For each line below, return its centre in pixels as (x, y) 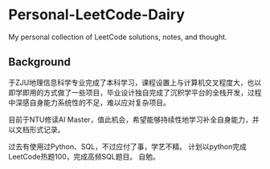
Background (39, 62)
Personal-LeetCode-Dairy (96, 15)
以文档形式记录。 (37, 129)
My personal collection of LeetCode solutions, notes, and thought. (118, 37)
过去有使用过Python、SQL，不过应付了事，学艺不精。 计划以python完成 (127, 147)
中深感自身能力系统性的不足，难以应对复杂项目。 (89, 103)
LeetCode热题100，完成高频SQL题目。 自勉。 (84, 156)
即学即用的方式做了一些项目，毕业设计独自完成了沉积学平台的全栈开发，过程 (135, 92)
